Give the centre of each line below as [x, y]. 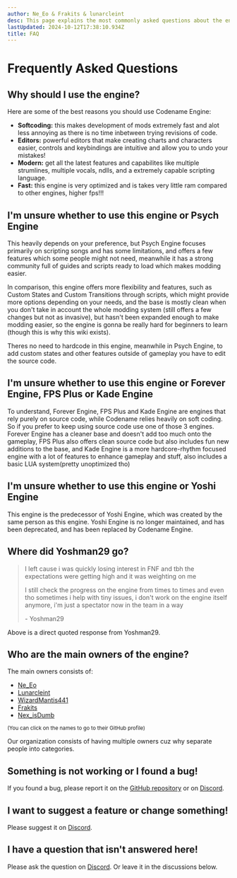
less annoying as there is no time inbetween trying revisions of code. [117, 133]
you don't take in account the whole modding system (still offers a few [109, 310]
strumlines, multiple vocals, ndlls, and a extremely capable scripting [116, 171]
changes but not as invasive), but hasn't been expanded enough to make [113, 317]
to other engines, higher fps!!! [61, 193]
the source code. [32, 361]
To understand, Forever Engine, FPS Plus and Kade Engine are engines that [116, 411]
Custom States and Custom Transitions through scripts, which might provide [118, 295]
